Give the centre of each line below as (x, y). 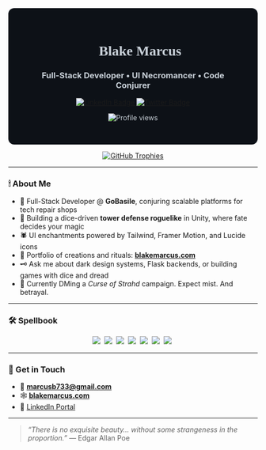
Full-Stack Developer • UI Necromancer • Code (133, 76)
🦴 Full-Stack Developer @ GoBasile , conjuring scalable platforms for (131, 201)
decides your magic (52, 226)
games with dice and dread (64, 275)
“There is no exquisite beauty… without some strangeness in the (133, 429)
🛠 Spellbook (33, 320)
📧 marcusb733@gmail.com (66, 387)
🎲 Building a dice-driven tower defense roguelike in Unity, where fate (133, 217)
